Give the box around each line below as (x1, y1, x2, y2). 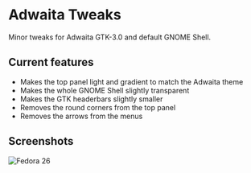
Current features (8, 56, 94, 69)
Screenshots (8, 134, 74, 148)
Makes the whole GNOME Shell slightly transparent (19, 85, 190, 95)
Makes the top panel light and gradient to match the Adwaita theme (19, 76, 244, 86)
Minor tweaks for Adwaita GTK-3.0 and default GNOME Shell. (8, 32, 212, 42)
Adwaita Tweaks (8, 6, 122, 24)
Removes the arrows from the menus (19, 111, 143, 121)
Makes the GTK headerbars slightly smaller (19, 94, 163, 104)
